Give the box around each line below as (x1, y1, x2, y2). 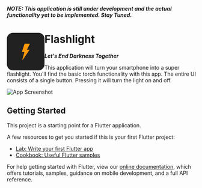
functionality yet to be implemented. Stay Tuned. (7, 11, 132, 19)
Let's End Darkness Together (44, 52, 119, 59)
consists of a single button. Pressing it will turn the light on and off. (7, 76, 172, 83)
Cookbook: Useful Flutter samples (15, 151, 100, 159)
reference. (7, 175, 32, 183)
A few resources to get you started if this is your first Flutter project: (7, 133, 175, 141)
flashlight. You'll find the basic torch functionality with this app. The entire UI (7, 70, 197, 77)
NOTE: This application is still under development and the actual (7, 5, 172, 12)
